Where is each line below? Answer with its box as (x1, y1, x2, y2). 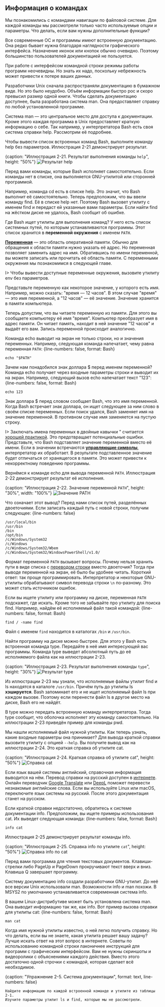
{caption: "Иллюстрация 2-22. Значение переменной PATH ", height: (5, 484, 145, 490)
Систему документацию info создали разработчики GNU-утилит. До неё (5, 878, 159, 884)
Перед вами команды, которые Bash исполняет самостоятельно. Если (5, 168, 154, 174)
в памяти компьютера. (5, 300, 53, 306)
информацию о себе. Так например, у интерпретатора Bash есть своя (5, 124, 154, 130)
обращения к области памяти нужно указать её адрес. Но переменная (5, 244, 155, 250)
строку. (5, 419, 21, 425)
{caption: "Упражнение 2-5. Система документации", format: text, (5, 973, 143, 979)
